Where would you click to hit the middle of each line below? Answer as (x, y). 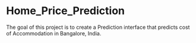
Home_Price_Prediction (65, 11)
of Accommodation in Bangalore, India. (54, 33)
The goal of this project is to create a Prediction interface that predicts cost (98, 27)
